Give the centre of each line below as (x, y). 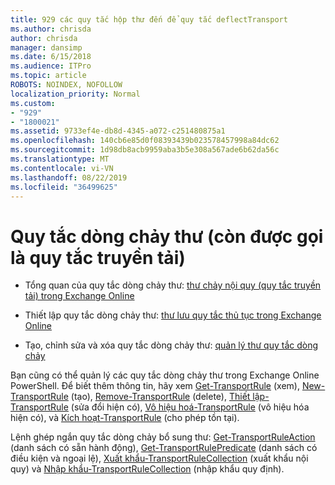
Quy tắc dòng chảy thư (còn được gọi (167, 236)
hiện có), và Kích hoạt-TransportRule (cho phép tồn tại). (125, 418)
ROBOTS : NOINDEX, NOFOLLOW (66, 85)
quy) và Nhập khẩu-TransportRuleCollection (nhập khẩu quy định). (147, 469)
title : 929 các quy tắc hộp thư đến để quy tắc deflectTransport (149, 19)
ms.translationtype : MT (60, 159)
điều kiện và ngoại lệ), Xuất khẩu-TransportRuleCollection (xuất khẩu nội (159, 458)
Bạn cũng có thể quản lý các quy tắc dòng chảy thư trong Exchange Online (165, 375)
